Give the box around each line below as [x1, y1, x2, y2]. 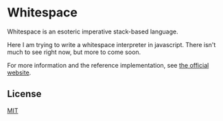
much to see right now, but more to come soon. [7, 48, 141, 56]
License [7, 88, 42, 100]
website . [7, 68, 32, 77]
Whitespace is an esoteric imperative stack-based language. [7, 27, 178, 36]
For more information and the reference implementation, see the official [7, 61, 209, 69]
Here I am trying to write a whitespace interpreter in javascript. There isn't [7, 40, 216, 49]
